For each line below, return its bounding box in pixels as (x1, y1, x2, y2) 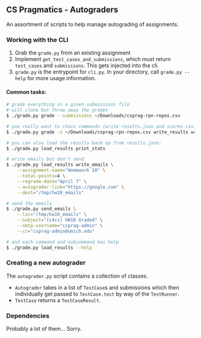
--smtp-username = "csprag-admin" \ (17, 223, 103, 229)
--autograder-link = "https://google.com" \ (17, 184, 124, 190)
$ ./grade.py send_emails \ (6, 206, 77, 212)
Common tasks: (6, 88, 47, 95)
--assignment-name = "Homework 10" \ (17, 168, 106, 173)
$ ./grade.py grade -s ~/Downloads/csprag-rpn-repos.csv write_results (6, 129, 188, 135)
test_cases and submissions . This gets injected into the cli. (14, 62, 159, 69)
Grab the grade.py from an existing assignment (14, 49, 131, 56)
